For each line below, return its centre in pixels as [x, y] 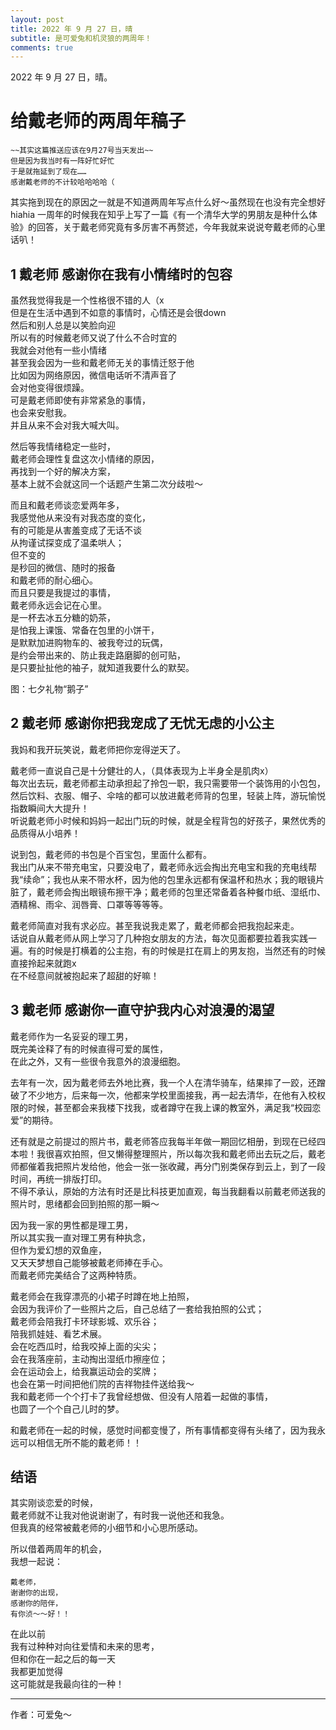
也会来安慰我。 [41, 412]
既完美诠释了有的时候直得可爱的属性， [89, 1048]
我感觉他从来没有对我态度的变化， [80, 517]
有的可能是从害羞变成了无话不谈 [76, 530]
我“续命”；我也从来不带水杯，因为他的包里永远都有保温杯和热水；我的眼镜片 [167, 879]
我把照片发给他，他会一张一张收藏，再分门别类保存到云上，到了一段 [185, 1166]
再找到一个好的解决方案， [63, 471]
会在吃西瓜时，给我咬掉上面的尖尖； [85, 1346]
